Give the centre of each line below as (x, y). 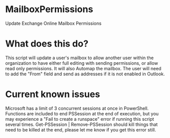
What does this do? (47, 44)
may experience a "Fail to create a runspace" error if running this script (80, 119)
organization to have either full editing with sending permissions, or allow (82, 63)
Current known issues (53, 94)
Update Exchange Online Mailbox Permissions (53, 23)
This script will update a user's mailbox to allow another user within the (79, 58)
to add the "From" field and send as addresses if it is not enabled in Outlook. (85, 74)
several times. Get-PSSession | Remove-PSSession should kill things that (82, 124)
